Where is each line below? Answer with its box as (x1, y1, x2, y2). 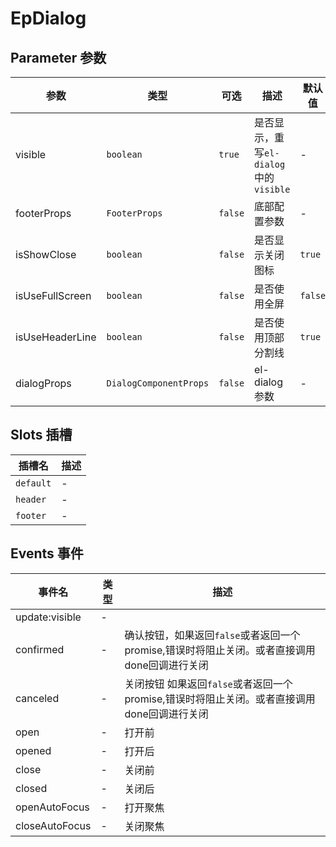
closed (15, 781, 48, 795)
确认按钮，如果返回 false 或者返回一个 (124, 628, 301, 642)
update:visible (15, 610, 82, 624)
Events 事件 (10, 545, 84, 562)
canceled (15, 691, 60, 705)
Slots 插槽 (10, 427, 73, 444)
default (15, 477, 52, 489)
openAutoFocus (15, 800, 90, 814)
